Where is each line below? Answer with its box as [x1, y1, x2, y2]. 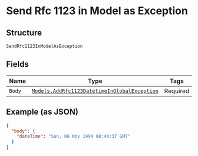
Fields [6, 59, 29, 69]
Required [164, 87, 190, 95]
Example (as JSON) [6, 107, 78, 117]
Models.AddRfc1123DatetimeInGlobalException [31, 87, 159, 94]
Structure [6, 28, 42, 38]
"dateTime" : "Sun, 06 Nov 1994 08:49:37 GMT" [16, 134, 131, 139]
